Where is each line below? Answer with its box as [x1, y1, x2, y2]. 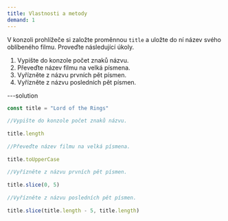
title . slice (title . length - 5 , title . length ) [7, 207, 139, 214]
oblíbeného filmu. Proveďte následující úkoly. [7, 43, 135, 51]
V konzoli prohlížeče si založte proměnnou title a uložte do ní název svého [7, 35, 222, 43]
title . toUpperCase [7, 156, 60, 162]
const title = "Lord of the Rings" [7, 105, 109, 112]
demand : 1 [7, 17, 36, 23]
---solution [7, 91, 38, 100]
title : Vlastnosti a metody [7, 10, 88, 17]
